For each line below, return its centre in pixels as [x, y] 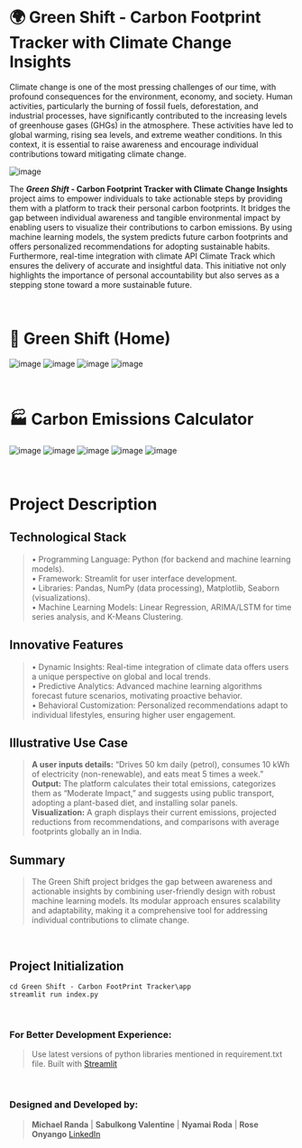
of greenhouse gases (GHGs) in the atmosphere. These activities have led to [151, 125]
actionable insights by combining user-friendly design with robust [153, 891]
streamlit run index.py [54, 995]
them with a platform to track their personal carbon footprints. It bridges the [150, 207]
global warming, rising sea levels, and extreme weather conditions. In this [146, 134]
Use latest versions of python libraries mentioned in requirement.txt [157, 1054]
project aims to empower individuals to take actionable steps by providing [146, 198]
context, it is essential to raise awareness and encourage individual [134, 144]
